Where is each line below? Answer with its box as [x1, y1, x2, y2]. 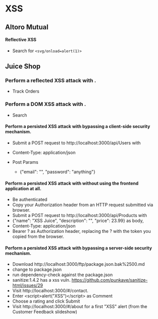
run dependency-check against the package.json [12, 272, 113, 278]
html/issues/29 [12, 282, 43, 289]
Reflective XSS [5, 37, 37, 43]
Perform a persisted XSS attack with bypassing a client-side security [5, 123, 150, 129]
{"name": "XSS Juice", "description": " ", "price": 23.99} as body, [12, 217, 144, 224]
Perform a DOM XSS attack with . [5, 101, 86, 107]
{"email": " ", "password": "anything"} [19, 169, 96, 175]
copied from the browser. [12, 233, 64, 239]
